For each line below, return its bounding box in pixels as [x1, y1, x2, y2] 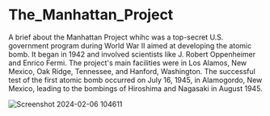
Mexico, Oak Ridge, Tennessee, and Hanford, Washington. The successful [8, 66, 256, 76]
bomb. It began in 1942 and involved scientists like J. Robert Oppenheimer [8, 49, 256, 59]
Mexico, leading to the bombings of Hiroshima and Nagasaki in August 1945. [8, 83, 263, 93]
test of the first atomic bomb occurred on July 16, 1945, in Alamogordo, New [8, 75, 263, 85]
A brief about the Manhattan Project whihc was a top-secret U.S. [8, 32, 224, 42]
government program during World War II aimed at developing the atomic [8, 40, 252, 50]
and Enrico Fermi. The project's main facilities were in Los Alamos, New [8, 58, 247, 68]
